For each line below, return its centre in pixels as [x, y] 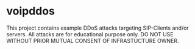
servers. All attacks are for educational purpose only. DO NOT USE [90, 34]
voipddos [30, 11]
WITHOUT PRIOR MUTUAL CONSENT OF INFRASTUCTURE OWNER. [93, 41]
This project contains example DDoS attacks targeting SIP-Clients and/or [97, 28]
